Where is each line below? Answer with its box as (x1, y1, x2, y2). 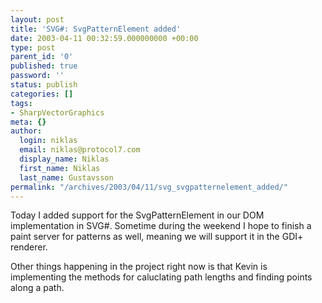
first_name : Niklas (19, 163, 101, 173)
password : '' (10, 71, 65, 81)
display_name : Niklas (19, 154, 110, 164)
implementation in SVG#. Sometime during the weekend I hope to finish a (10, 220, 312, 232)
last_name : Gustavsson (19, 172, 114, 183)
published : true (10, 61, 78, 71)
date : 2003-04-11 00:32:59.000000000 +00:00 (10, 33, 199, 43)
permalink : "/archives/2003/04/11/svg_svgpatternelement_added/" (10, 182, 288, 192)
